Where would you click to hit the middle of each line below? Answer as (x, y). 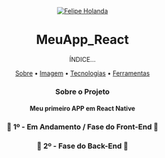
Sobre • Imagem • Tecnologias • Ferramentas (82, 73)
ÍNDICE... (82, 59)
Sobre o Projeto (82, 91)
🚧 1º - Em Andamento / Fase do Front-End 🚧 (82, 127)
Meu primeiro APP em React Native (82, 109)
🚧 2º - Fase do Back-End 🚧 (82, 146)
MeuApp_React (82, 40)
